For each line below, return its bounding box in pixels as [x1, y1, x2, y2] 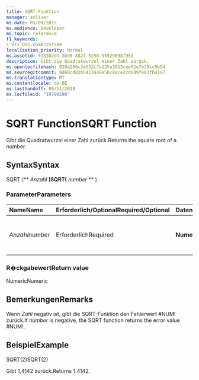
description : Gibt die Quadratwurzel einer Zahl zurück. [6, 58, 150, 64]
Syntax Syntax [6, 160, 60, 170]
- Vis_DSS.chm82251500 [6, 42, 62, 48]
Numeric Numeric [6, 277, 49, 285]
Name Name [9, 206, 43, 214]
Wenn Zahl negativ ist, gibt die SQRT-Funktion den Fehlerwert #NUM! [6, 310, 176, 317]
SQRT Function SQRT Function [6, 117, 157, 130]
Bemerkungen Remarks [6, 295, 94, 305]
